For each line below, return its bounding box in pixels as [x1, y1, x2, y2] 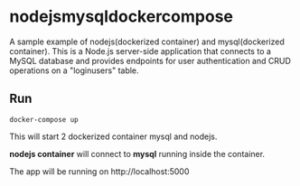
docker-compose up [9, 115, 79, 124]
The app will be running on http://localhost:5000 [9, 165, 190, 177]
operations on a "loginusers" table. [9, 65, 139, 76]
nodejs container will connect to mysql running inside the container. [9, 148, 265, 159]
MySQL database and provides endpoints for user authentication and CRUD [9, 55, 292, 66]
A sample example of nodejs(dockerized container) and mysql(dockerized [9, 36, 285, 47]
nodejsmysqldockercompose [9, 6, 233, 27]
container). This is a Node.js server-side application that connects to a [9, 45, 271, 56]
